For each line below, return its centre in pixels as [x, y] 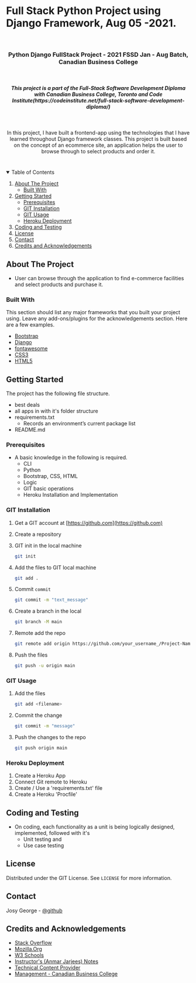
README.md [30, 430]
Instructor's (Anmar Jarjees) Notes [56, 961]
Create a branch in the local [48, 611]
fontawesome [31, 349]
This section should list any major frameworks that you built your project [93, 312]
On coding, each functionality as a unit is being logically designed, [94, 827]
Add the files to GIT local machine [55, 567]
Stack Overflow [33, 943]
